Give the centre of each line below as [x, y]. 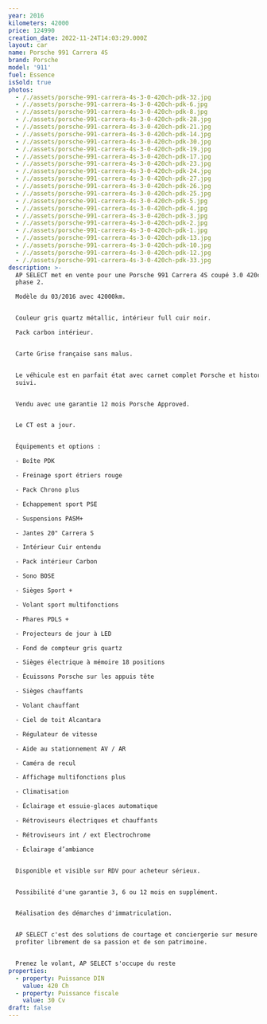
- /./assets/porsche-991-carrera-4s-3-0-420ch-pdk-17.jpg [114, 156]
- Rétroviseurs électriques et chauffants [87, 821]
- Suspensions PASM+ [49, 519]
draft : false [30, 1008]
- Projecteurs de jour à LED [64, 634]
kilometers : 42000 [39, 23]
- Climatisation [42, 792]
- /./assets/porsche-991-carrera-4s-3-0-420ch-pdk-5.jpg [112, 201]
